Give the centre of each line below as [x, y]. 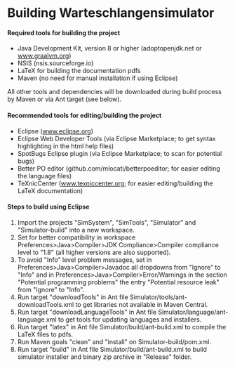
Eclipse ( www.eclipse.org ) [55, 131]
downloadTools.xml [46, 304]
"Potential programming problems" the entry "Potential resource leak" [118, 282]
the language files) [45, 176]
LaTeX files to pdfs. [45, 334]
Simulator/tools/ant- [159, 297]
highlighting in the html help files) [66, 146]
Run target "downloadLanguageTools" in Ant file [87, 312]
